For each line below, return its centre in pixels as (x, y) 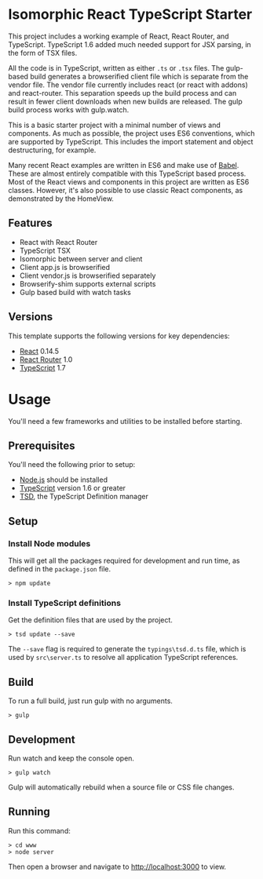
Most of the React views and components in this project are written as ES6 (129, 181)
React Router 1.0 (46, 359)
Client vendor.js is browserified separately (88, 275)
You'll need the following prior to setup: (72, 465)
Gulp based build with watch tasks (75, 292)
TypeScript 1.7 (42, 367)
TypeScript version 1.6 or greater (73, 488)
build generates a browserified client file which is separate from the (139, 76)
